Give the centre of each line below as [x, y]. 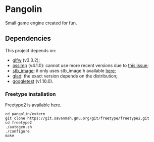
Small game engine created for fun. [41, 23]
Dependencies [28, 38]
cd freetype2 [19, 123]
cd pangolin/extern [25, 114]
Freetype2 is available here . [33, 105]
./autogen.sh [19, 127]
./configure [17, 132]
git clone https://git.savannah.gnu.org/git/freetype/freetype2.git [77, 118]
